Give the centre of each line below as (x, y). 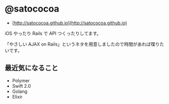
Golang (20, 91)
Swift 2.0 (21, 86)
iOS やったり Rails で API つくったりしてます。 (53, 33)
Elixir (17, 96)
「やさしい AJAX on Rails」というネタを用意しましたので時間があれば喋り (82, 44)
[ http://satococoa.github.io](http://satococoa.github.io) (70, 23)
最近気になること (31, 68)
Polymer (21, 80)
